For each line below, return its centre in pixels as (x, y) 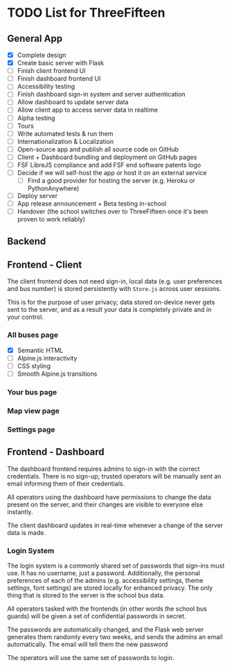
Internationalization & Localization (65, 141)
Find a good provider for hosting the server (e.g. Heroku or (111, 181)
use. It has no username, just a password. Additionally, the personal (104, 573)
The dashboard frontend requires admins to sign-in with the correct (104, 469)
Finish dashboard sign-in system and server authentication (101, 94)
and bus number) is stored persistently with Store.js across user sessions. (114, 289)
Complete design (42, 55)
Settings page (31, 429)
